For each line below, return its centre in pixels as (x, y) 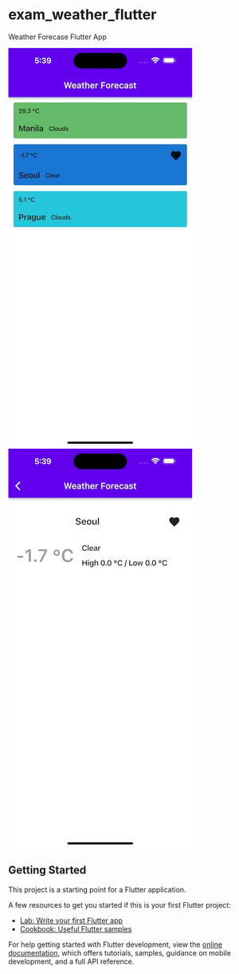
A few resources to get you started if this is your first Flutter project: (119, 905)
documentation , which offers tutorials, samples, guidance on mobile (119, 952)
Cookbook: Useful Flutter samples (76, 928)
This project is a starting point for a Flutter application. (97, 889)
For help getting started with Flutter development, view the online (116, 944)
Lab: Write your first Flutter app (71, 921)
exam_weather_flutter (82, 15)
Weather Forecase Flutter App (58, 37)
